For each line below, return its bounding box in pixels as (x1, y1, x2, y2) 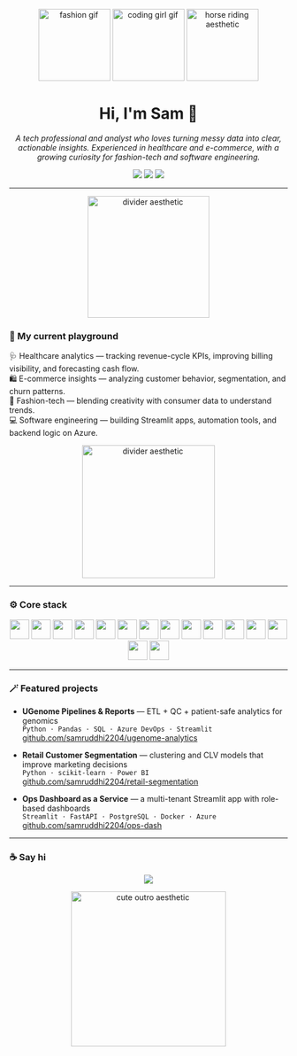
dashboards (47, 803, 91, 813)
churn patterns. (9, 386, 66, 397)
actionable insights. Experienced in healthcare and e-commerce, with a (17, 142, 280, 152)
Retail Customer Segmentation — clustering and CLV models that (21, 749, 263, 760)
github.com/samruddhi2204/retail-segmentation (21, 776, 199, 787)
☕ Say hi (9, 850, 47, 863)
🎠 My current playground (9, 330, 119, 342)
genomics (21, 715, 59, 726)
